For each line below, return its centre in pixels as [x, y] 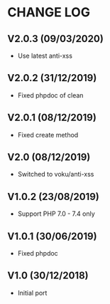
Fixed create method [48, 135]
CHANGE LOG [49, 12]
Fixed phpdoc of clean [50, 95]
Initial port [32, 293]
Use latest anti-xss [45, 56]
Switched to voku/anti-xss [56, 174]
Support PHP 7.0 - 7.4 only [56, 214]
